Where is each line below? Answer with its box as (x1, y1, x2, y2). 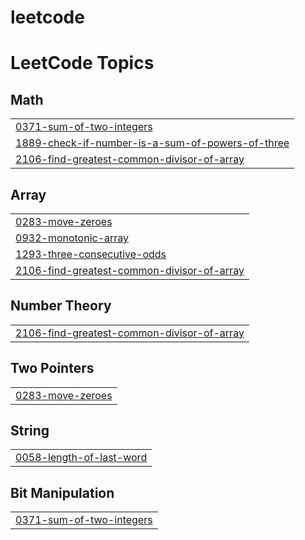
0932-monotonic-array (15, 231, 130, 245)
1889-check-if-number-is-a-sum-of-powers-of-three (15, 136, 290, 150)
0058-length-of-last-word (15, 451, 148, 465)
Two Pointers (10, 360, 95, 377)
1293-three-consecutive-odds (15, 247, 167, 261)
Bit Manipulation (10, 484, 115, 501)
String (10, 422, 50, 440)
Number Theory (10, 297, 112, 315)
